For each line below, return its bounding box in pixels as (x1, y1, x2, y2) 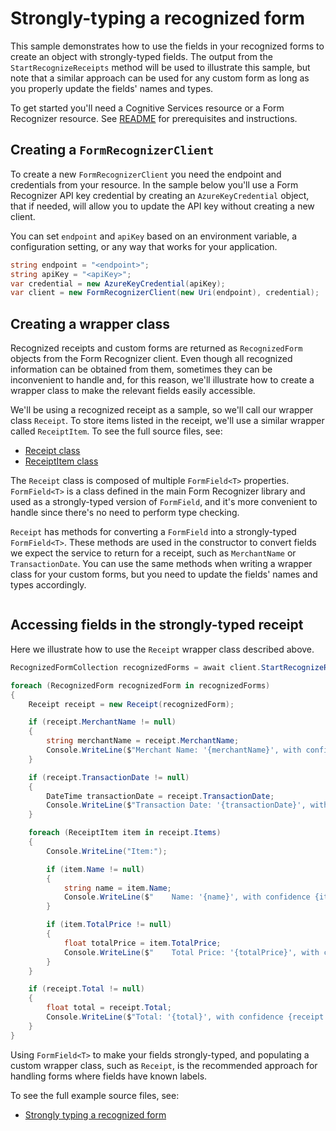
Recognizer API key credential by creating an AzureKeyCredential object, (10, 189, 310, 201)
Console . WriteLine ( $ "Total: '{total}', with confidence (46, 1012, 284, 1022)
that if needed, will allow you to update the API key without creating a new (10, 200, 315, 212)
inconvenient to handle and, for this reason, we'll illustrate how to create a (10, 374, 315, 386)
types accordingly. (10, 579, 87, 591)
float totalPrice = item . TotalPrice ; (63, 938, 222, 948)
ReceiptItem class (24, 455, 99, 467)
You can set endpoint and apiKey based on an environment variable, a (10, 230, 298, 242)
